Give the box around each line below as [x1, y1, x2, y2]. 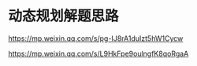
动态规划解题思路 [8, 7, 120, 25]
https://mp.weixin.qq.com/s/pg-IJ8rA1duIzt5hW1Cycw [8, 33, 184, 43]
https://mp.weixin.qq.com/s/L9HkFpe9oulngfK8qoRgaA [8, 49, 189, 58]
